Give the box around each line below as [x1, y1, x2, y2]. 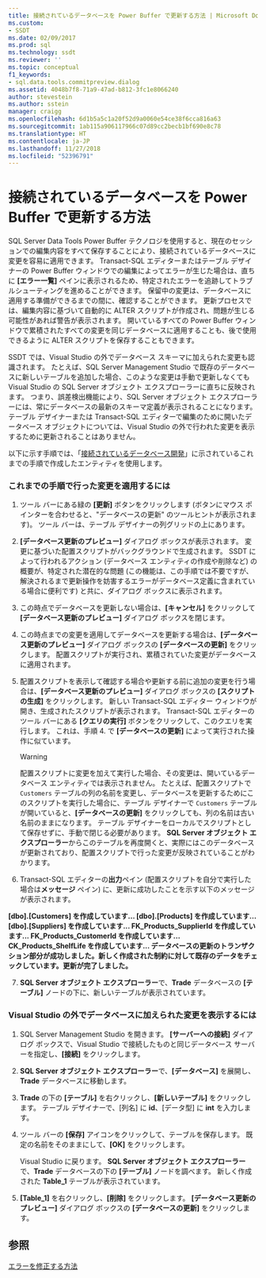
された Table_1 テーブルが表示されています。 [19, 1176, 165, 1186]
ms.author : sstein [8, 100, 69, 108]
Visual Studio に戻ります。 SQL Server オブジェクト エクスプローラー [19, 1156, 246, 1166]
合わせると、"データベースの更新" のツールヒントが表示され [54, 510, 250, 519]
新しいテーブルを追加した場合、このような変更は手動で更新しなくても [21, 373, 251, 382]
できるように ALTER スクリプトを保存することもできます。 [8, 335, 199, 346]
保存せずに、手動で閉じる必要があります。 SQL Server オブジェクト [26, 828, 249, 838]
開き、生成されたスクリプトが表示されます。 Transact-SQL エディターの [19, 706, 255, 716]
